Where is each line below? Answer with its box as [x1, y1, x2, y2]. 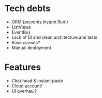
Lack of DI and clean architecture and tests [11, 34, 98, 40]
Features [4, 62, 41, 73]
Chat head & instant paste [11, 78, 63, 83]
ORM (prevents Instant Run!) [11, 19, 68, 25]
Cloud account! [11, 83, 43, 89]
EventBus [11, 29, 31, 35]
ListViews [11, 24, 31, 30]
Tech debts [4, 3, 51, 14]
